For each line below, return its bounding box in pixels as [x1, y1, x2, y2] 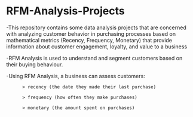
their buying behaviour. [6, 61, 63, 68]
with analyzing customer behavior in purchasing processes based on [6, 30, 176, 37]
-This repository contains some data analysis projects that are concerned [6, 24, 187, 31]
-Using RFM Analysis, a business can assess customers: [6, 72, 145, 79]
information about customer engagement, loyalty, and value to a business [6, 43, 187, 50]
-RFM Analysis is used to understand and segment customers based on [6, 54, 183, 61]
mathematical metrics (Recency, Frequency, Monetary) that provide [6, 36, 172, 44]
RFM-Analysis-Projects [6, 4, 125, 18]
